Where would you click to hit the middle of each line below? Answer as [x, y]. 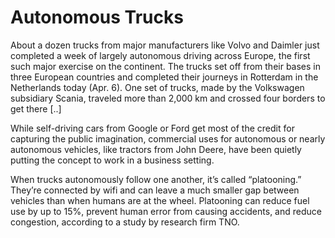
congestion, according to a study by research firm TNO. [125, 222]
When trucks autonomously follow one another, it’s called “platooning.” [156, 179]
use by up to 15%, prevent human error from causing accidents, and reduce [166, 211]
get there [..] [36, 108]
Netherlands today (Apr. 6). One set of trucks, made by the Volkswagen [157, 87]
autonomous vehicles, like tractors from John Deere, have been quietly [156, 149]
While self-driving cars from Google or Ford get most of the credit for [152, 128]
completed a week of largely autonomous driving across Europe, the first [160, 55]
